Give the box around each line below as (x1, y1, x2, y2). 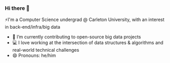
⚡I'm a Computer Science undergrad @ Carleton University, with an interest (5, 16, 165, 23)
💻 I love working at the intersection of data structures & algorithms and (12, 39, 164, 46)
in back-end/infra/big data (5, 24, 61, 30)
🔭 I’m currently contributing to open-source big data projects (12, 34, 141, 40)
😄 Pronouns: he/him (12, 52, 56, 58)
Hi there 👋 (5, 5, 30, 12)
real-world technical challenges (12, 47, 80, 53)
